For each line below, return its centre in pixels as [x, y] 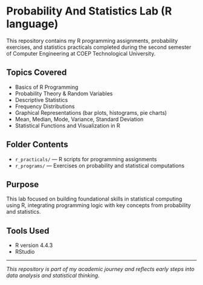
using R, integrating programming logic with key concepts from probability [99, 205]
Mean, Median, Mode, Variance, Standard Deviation [79, 119]
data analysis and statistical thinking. [53, 275]
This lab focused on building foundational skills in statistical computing [94, 199]
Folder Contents [37, 145]
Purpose [23, 184]
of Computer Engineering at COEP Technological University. [81, 53]
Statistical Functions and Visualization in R [68, 126]
